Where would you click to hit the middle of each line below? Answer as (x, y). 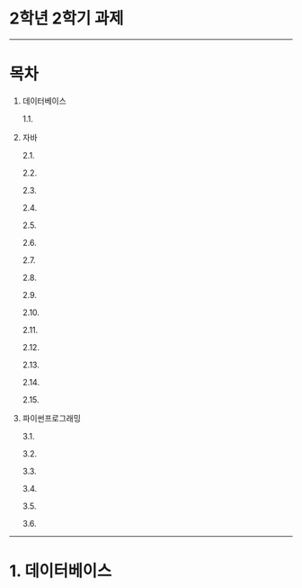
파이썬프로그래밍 (51, 418)
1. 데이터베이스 (61, 571)
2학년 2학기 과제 (67, 18)
